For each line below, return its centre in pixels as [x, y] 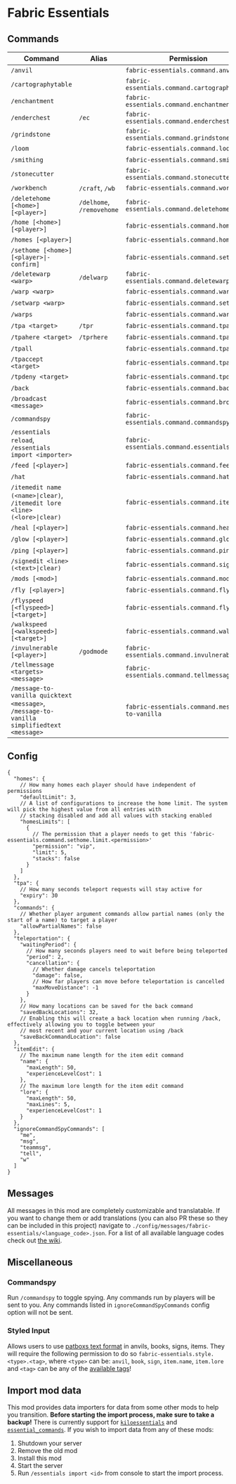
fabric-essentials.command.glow [179, 539]
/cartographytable [41, 85]
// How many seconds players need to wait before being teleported [127, 951]
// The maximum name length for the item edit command [102, 1055]
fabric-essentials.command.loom [179, 149]
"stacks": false [56, 858]
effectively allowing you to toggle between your [81, 1024]
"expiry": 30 [39, 895]
